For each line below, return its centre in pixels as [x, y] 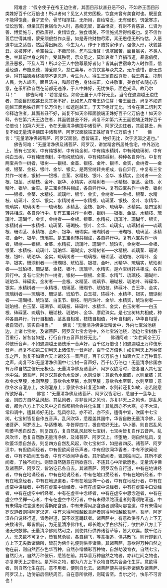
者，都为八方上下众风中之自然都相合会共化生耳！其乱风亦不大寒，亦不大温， [83, 406]
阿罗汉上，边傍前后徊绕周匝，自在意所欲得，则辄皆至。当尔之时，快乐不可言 [83, 574]
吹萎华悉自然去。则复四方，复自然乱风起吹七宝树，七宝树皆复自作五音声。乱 [83, 431]
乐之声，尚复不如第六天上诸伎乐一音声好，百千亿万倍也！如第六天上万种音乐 [83, 356]
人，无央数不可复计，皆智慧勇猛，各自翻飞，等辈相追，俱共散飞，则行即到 [81, 537]
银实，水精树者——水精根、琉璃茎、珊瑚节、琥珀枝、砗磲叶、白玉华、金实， [83, 288]
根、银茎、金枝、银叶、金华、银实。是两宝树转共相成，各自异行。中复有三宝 [83, 169]
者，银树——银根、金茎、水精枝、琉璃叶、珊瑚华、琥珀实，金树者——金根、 [83, 244]
